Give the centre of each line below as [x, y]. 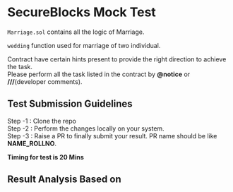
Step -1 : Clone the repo [42, 121]
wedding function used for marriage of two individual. [84, 45]
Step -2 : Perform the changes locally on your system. [86, 128]
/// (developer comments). [45, 81]
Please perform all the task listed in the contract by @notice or [99, 74]
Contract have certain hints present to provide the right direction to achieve [117, 59]
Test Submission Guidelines [70, 104]
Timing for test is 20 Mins [46, 157]
